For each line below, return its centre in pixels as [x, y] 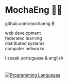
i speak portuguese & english [34, 58]
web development [23, 33]
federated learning [24, 38]
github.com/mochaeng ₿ [30, 23]
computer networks [25, 48]
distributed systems [25, 43]
